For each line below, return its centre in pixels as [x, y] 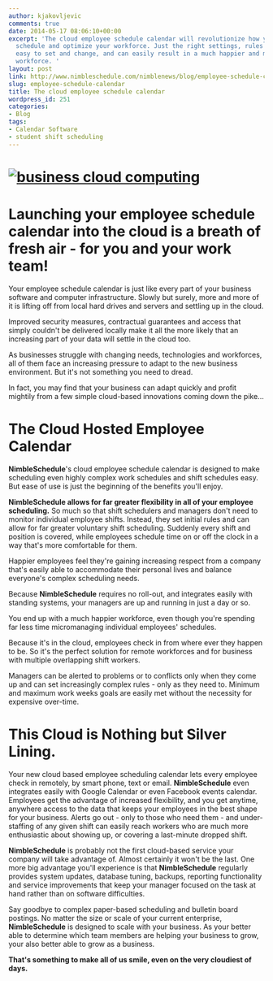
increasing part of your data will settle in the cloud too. [100, 339]
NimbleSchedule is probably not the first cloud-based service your [121, 850]
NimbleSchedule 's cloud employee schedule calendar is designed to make [134, 469]
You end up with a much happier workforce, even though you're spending [132, 618]
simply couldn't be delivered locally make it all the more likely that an [123, 330]
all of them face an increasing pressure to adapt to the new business [123, 363]
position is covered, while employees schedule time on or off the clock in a [133, 536]
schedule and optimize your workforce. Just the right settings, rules [140, 46]
